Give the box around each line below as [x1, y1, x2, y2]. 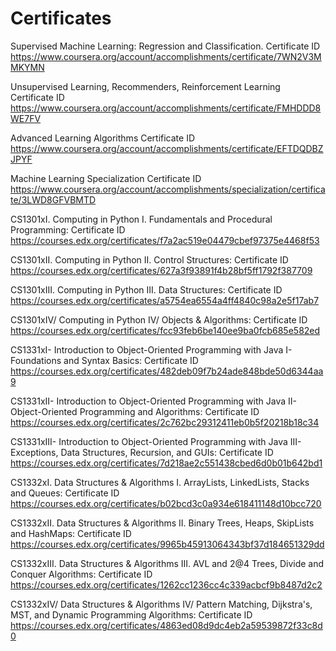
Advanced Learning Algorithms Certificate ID [10, 132, 196, 144]
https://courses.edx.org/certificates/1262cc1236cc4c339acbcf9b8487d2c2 [10, 578, 323, 591]
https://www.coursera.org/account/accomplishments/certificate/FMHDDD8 [10, 102, 322, 114]
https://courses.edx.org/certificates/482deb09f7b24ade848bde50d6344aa [10, 365, 324, 377]
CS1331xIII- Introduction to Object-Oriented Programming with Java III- [10, 435, 302, 447]
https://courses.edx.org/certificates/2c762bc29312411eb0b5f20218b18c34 [10, 416, 320, 428]
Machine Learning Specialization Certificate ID [10, 172, 202, 184]
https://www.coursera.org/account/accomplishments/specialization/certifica [10, 183, 326, 195]
